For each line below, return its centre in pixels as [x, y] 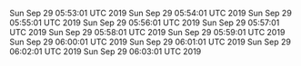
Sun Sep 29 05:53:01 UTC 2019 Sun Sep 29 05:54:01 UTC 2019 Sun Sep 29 [151, 13]
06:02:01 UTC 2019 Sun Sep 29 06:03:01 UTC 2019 [105, 52]
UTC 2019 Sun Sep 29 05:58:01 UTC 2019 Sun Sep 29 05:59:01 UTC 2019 [147, 32]
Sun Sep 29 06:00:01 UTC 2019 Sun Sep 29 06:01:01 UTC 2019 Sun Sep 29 [150, 42]
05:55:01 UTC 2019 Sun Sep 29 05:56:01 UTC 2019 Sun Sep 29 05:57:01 [145, 23]
